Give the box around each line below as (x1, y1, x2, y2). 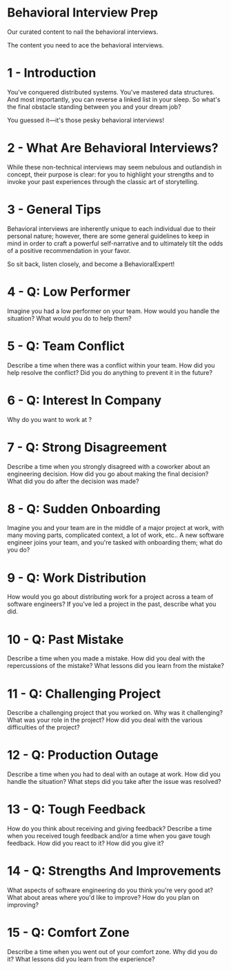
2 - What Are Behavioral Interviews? (7, 140, 219, 156)
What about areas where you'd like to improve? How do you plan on (7, 893, 200, 902)
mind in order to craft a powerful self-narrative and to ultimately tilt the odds (7, 239, 223, 247)
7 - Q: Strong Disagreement (7, 439, 168, 455)
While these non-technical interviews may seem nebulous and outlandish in (7, 163, 222, 171)
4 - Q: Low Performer (7, 284, 131, 299)
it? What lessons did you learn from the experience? (7, 955, 155, 963)
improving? (7, 901, 39, 909)
